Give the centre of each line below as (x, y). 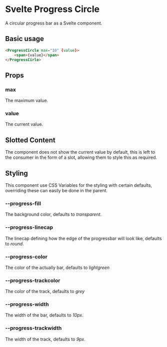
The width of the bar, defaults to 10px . (44, 315)
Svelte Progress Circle (52, 9)
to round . (14, 243)
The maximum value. (27, 101)
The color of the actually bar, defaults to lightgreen (57, 267)
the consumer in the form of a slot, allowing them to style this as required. (81, 157)
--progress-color (26, 256)
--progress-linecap (29, 227)
